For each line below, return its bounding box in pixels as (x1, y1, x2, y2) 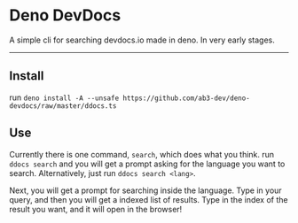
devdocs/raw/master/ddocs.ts (9, 101, 117, 111)
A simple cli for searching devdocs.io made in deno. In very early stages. (9, 35, 275, 45)
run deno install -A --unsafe (9, 92, 120, 103)
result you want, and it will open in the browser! (9, 204, 183, 214)
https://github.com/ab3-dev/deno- (122, 94, 250, 103)
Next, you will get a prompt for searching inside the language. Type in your (9, 185, 282, 196)
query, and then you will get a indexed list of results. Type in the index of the (9, 194, 288, 204)
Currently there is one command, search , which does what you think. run (9, 149, 275, 159)
